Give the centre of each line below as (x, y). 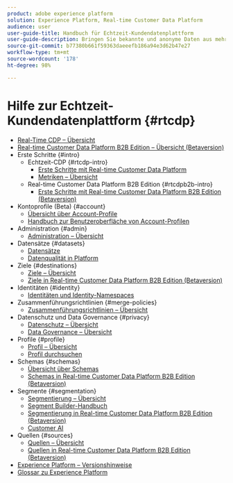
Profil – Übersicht (52, 346)
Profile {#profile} (41, 339)
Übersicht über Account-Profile (72, 213)
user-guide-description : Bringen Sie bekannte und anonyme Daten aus (110, 40)
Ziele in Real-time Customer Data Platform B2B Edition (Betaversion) (125, 280)
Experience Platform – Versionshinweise (75, 465)
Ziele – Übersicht (52, 272)
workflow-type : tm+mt (38, 53)
